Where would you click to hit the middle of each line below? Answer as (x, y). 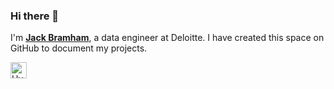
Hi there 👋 (35, 16)
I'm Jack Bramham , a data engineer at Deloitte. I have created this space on (167, 38)
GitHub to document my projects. (79, 48)
